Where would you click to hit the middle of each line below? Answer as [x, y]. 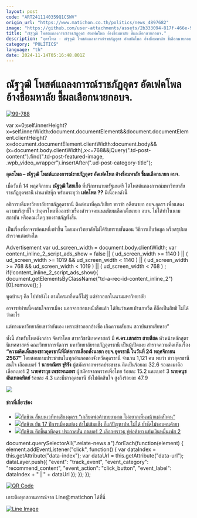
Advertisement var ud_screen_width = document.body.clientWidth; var [91, 247]
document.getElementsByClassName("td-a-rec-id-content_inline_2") [89, 278]
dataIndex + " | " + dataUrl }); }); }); [48, 474]
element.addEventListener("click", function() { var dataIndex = [81, 449]
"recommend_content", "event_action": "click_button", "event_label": [89, 468]
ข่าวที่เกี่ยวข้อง [19, 402]
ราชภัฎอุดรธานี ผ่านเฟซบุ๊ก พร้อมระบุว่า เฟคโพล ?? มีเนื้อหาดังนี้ [67, 192]
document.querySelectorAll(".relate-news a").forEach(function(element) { [95, 443]
